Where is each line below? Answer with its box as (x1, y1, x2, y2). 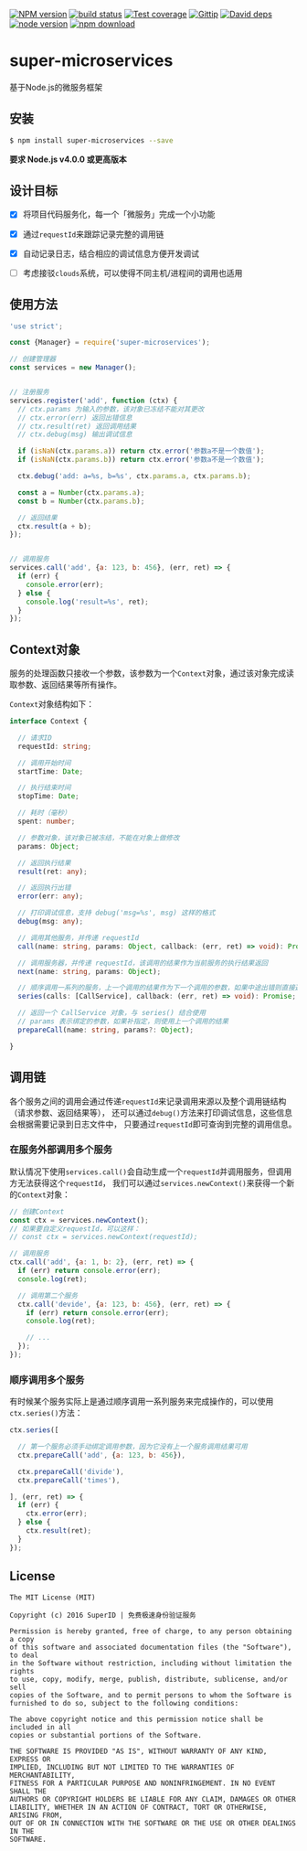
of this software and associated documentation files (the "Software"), (9, 1642, 292, 1652)
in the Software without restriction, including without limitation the (9, 1658, 292, 1668)
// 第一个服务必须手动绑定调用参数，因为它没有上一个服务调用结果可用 (17, 1442, 249, 1451)
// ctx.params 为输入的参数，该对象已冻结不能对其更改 (17, 404, 205, 413)
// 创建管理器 (9, 355, 57, 364)
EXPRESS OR (9, 1754, 51, 1764)
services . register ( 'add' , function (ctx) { (9, 396, 178, 405)
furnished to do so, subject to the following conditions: (9, 1698, 239, 1707)
